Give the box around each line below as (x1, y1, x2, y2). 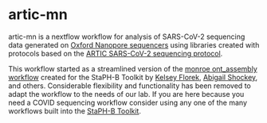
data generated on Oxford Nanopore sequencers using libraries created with (8, 40, 260, 49)
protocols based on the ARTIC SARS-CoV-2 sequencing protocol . (8, 48, 223, 58)
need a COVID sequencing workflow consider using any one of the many (8, 98, 247, 107)
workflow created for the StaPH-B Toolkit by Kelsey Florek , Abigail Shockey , (8, 72, 258, 82)
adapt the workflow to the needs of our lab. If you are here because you (8, 89, 245, 98)
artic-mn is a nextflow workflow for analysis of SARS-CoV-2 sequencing (8, 32, 245, 41)
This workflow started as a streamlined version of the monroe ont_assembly (8, 63, 257, 73)
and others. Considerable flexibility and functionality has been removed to (8, 81, 251, 90)
